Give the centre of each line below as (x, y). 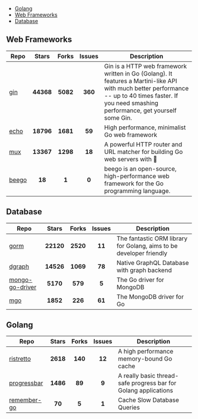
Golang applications (145, 391)
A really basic (136, 376)
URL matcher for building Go (143, 152)
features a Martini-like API (141, 81)
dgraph (19, 266)
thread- (168, 376)
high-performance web (137, 176)
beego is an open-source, (140, 169)
